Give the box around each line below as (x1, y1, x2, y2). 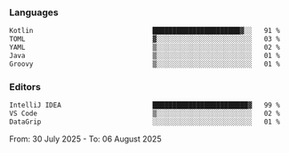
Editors (9, 80, 42, 93)
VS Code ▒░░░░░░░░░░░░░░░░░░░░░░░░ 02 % (9, 109, 280, 117)
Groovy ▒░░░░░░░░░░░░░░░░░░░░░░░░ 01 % (9, 60, 280, 68)
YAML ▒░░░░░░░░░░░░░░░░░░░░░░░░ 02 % (9, 43, 280, 52)
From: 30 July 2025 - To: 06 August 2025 (9, 133, 162, 144)
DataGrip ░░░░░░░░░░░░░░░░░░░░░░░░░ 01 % (9, 117, 280, 126)
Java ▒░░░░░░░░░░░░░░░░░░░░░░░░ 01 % (9, 51, 280, 60)
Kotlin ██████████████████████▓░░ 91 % (9, 27, 280, 36)
